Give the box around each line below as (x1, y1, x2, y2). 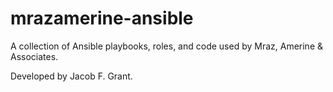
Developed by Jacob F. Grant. (10, 70, 133, 82)
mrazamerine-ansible (10, 7, 194, 30)
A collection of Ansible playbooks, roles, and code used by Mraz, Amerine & (10, 40, 324, 52)
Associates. (10, 50, 59, 62)
